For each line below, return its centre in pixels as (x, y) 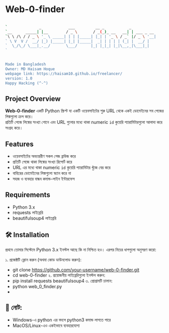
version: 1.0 (19, 78)
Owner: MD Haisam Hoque (30, 69)
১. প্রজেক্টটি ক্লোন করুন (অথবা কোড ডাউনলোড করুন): (44, 259)
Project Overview (33, 98)
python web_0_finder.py (37, 286)
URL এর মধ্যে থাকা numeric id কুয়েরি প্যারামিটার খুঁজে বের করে (61, 168)
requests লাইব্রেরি (28, 212)
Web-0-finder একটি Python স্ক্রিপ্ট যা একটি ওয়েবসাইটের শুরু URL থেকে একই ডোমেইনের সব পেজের (84, 111)
